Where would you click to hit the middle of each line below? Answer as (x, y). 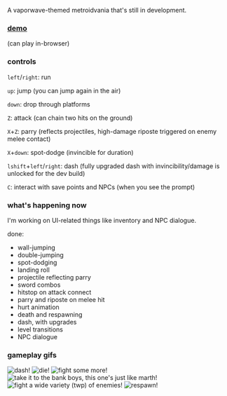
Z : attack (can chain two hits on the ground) (70, 118)
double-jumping (41, 254)
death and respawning (50, 314)
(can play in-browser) (39, 43)
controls (22, 62)
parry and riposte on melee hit (61, 299)
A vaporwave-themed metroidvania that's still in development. (97, 10)
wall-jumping (36, 247)
